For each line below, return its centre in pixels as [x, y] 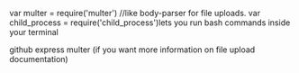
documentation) [39, 59]
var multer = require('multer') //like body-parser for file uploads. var [135, 13]
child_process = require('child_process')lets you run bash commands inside [150, 23]
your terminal [34, 32]
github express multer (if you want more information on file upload [132, 50]
